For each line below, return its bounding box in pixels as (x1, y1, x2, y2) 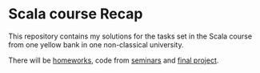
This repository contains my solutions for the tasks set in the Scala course (8, 31, 253, 41)
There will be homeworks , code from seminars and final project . (8, 55, 219, 65)
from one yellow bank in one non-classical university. (8, 39, 184, 49)
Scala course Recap (8, 5, 143, 23)
